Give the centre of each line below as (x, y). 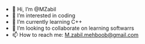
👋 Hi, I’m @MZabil (34, 9)
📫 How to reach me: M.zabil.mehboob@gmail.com (75, 35)
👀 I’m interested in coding (44, 15)
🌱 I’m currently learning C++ (47, 22)
